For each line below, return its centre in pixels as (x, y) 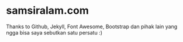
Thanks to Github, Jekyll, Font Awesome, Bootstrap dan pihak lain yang (92, 26)
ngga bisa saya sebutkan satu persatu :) (54, 32)
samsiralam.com (47, 11)
